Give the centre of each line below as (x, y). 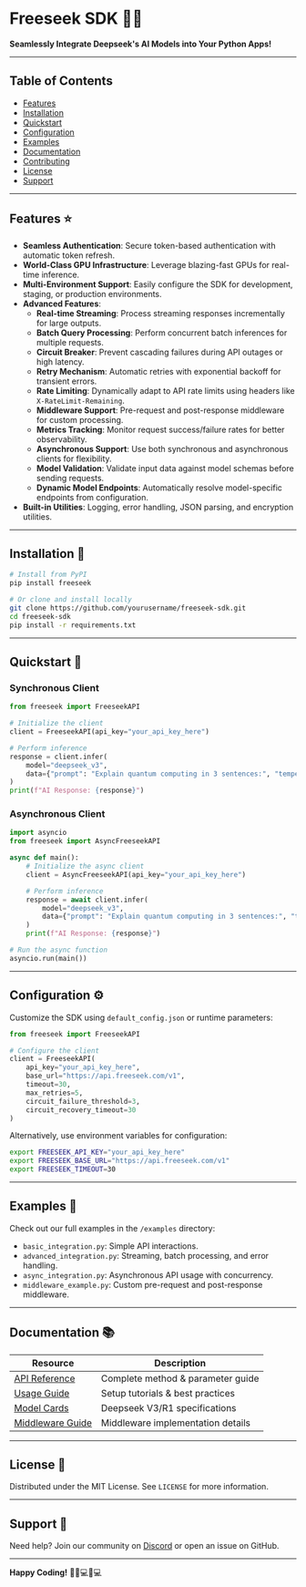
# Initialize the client (56, 724)
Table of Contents (61, 81)
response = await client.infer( (87, 900)
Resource (53, 1363)
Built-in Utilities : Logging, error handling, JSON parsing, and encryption (158, 507)
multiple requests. (70, 342)
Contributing (46, 161)
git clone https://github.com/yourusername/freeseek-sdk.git (128, 608)
